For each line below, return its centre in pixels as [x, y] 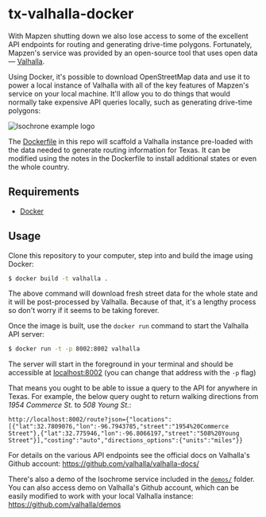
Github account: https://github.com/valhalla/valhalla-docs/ [104, 464]
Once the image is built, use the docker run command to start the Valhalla [128, 326]
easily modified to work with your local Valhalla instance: [101, 496]
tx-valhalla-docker [71, 14]
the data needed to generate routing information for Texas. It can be [120, 150]
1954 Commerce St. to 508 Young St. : [70, 405]
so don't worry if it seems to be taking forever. [84, 311]
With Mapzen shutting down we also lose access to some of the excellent [128, 36]
